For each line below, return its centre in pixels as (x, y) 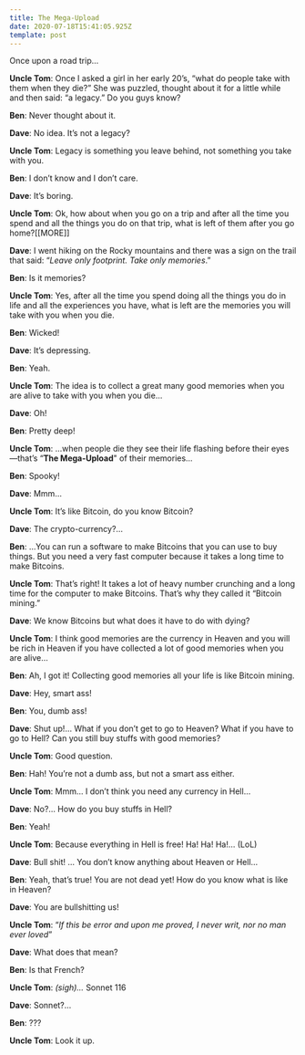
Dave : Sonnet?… (41, 1006)
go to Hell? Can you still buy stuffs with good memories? (115, 738)
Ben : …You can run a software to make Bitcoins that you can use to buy (143, 547)
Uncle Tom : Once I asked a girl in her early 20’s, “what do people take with (150, 78)
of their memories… (156, 458)
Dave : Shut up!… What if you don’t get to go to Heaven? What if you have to (152, 729)
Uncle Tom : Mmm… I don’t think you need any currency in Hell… (130, 791)
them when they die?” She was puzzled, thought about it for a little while (145, 89)
